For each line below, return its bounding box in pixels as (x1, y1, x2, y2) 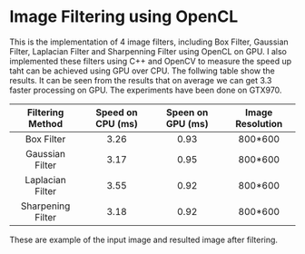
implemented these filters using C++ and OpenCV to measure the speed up (9, 55, 292, 66)
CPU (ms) (94, 117, 139, 130)
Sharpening (21, 200, 71, 212)
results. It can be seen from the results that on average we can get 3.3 (9, 74, 272, 85)
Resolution (235, 117, 283, 130)
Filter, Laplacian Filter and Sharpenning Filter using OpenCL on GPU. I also (9, 45, 288, 56)
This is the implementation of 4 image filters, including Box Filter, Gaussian (9, 36, 289, 47)
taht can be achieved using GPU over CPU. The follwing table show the (9, 65, 275, 76)
